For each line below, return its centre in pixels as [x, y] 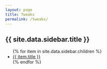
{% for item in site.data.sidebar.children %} [57, 51]
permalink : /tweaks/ [27, 19]
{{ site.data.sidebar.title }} [47, 39]
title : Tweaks [20, 14]
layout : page [19, 10]
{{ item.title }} [26, 57]
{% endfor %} [27, 62]
